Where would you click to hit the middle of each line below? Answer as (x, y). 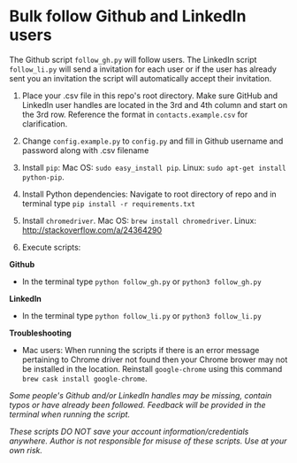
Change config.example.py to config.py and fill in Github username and (152, 141)
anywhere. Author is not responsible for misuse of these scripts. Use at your (148, 441)
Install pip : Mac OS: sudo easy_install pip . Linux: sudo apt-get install (154, 167)
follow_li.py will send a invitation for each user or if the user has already (143, 69)
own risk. (26, 450)
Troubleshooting (41, 333)
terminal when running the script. (70, 414)
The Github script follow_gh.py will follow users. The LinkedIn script (133, 59)
